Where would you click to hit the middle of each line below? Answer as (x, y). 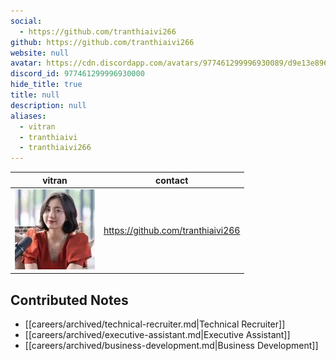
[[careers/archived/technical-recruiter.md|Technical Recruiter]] (155, 324)
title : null (35, 95)
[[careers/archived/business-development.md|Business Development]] (171, 346)
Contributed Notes (69, 300)
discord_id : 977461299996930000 (77, 74)
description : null (48, 105)
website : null (40, 53)
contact (172, 180)
